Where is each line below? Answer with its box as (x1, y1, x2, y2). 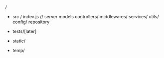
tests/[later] (12, 29, 37, 34)
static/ (12, 38, 26, 44)
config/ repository (12, 19, 50, 25)
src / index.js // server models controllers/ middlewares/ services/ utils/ (12, 14, 159, 19)
